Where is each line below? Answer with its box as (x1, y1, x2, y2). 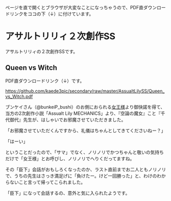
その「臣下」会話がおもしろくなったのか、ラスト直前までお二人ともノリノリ (5, 166, 166, 172)
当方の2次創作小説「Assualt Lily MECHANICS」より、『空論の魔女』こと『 (5, 110, 161, 116)
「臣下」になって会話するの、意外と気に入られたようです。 (5, 190, 130, 196)
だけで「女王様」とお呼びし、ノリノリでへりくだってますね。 (5, 155, 135, 162)
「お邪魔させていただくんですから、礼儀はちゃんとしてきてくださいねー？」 (5, 127, 166, 134)
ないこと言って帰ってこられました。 (9, 179, 86, 185)
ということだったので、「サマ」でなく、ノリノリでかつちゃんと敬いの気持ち (5, 149, 164, 155)
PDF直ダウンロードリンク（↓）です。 (5, 78, 85, 84)
